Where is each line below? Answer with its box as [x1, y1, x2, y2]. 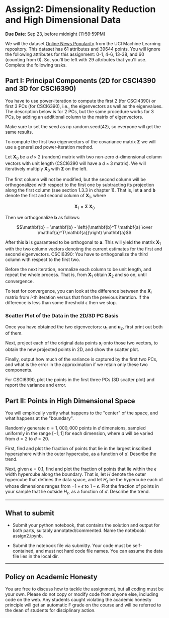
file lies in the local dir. [12, 553, 59, 559]
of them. [5, 330, 23, 336]
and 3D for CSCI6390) [5, 84, 76, 93]
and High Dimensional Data [5, 14, 121, 26]
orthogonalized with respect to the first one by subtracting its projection [5, 182, 154, 188]
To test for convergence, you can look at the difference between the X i [5, 288, 152, 295]
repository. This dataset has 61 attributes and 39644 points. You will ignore [5, 46, 161, 52]
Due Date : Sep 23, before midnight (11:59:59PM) [5, 31, 106, 37]
